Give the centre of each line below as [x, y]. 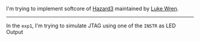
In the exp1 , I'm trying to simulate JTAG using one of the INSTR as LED [91, 26]
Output [15, 32]
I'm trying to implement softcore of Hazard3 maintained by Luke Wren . [93, 9]
